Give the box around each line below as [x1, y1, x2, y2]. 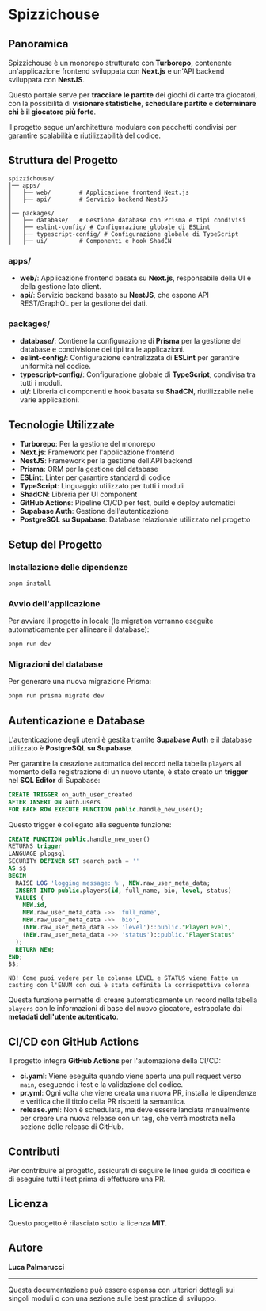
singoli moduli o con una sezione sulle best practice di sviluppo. [8, 1293, 217, 1303]
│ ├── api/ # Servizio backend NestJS [8, 196, 169, 203]
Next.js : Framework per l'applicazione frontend [19, 447, 175, 457]
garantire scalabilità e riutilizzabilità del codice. [8, 131, 161, 140]
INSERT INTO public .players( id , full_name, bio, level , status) [15, 887, 232, 895]
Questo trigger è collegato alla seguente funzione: [8, 819, 172, 829]
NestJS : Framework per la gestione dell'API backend [19, 456, 192, 465]
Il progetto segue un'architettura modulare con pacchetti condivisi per [8, 123, 237, 131]
